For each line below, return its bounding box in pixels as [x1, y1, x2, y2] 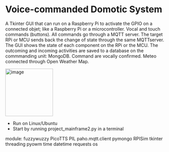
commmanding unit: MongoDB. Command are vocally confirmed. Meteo [5, 53, 157, 59]
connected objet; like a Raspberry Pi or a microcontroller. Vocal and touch [5, 26, 161, 32]
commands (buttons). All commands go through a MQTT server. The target [5, 31, 163, 37]
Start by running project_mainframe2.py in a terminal [12, 125, 124, 132]
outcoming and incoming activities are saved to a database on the [5, 47, 144, 54]
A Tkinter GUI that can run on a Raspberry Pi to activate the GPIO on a [5, 20, 153, 27]
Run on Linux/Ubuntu [12, 120, 58, 126]
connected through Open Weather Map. [5, 58, 89, 64]
